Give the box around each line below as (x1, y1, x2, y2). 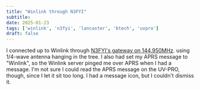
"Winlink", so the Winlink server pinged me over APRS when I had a (6, 60, 172, 67)
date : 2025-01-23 (6, 20, 50, 25)
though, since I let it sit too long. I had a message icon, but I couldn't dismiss (6, 72, 194, 79)
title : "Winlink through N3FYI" (6, 8, 87, 15)
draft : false (6, 31, 39, 37)
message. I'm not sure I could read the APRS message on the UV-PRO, (6, 66, 180, 73)
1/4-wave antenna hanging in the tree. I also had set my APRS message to (6, 53, 188, 60)
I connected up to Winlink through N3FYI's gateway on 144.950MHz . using (6, 47, 190, 54)
